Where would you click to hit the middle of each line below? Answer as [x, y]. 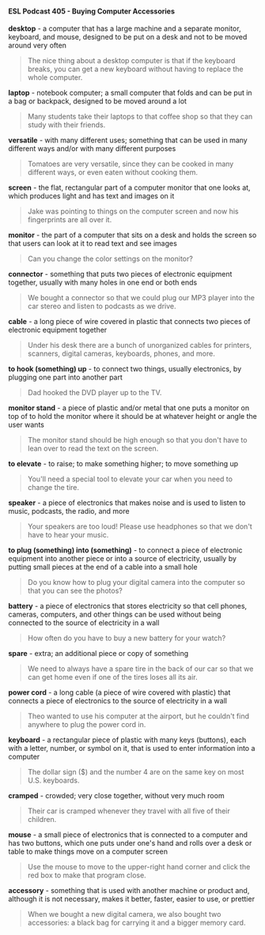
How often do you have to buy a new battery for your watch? [127, 638]
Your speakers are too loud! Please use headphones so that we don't [140, 526]
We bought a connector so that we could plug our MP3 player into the [141, 298]
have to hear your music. [68, 535]
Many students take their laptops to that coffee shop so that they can [140, 117]
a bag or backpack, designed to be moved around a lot [98, 101]
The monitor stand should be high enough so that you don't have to [137, 440]
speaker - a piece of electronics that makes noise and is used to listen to [127, 503]
